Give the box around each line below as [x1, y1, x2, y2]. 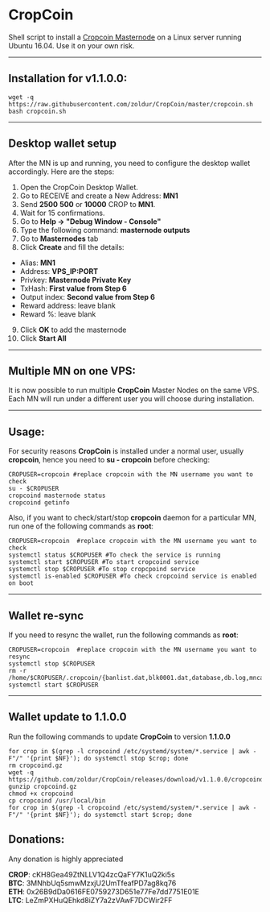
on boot [8, 579, 35, 587]
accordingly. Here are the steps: [8, 167, 115, 176]
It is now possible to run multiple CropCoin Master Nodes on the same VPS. [8, 385, 260, 396]
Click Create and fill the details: [19, 242, 125, 251]
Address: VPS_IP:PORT [19, 266, 99, 276]
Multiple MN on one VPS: [8, 364, 137, 378]
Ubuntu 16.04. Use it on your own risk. [8, 40, 135, 50]
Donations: [8, 832, 65, 847]
